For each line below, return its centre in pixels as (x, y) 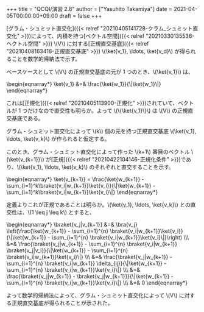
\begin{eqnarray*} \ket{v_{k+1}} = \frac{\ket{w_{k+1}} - (75, 179)
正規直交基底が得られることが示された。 (62, 303)
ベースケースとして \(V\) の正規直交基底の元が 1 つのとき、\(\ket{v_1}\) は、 (100, 72)
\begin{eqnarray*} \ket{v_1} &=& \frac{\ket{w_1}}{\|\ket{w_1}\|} (84, 84)
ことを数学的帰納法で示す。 (46, 59)
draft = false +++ (81, 16)
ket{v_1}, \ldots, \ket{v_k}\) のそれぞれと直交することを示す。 (98, 167)
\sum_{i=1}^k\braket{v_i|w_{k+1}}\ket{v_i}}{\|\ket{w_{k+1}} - (81, 186)
